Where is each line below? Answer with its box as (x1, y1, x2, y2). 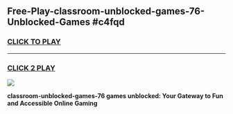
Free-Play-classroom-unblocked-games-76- (7, 6, 205, 17)
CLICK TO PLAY (7, 37, 61, 47)
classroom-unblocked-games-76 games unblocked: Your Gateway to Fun (7, 91, 223, 99)
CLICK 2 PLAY (7, 63, 55, 73)
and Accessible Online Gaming (7, 99, 98, 107)
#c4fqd (92, 17, 125, 28)
